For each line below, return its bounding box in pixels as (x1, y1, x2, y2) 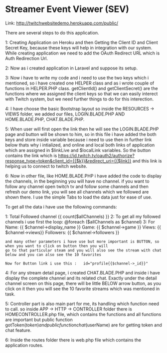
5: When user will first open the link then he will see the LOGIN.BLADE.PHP (5, 126, 159, 132)
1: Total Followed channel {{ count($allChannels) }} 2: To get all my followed (5, 213, 161, 219)
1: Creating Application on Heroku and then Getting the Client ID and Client (5, 39, 158, 45)
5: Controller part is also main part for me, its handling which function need (5, 300, 160, 306)
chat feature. (5, 327, 31, 333)
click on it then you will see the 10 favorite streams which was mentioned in (5, 285, 160, 291)
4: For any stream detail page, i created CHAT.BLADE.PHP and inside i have (5, 269, 161, 275)
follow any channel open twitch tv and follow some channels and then (5, 183, 149, 189)
